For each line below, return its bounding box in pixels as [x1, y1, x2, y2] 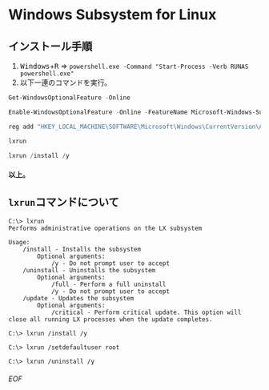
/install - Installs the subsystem [22, 245, 142, 253]
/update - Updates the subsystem [22, 294, 134, 302]
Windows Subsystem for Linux [8, 6, 217, 24]
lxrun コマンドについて [8, 195, 120, 209]
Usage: [8, 238, 30, 246]
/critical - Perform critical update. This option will [50, 308, 242, 316]
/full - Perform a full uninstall [50, 280, 167, 288]
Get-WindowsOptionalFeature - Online [8, 94, 130, 102]
